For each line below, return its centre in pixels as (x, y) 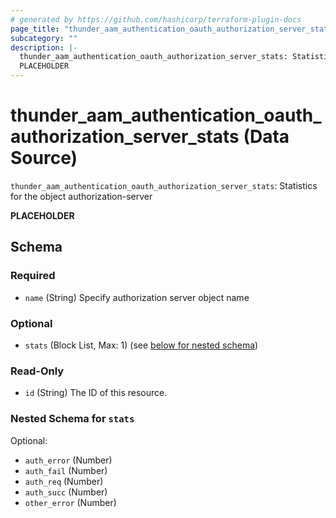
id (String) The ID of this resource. (96, 393)
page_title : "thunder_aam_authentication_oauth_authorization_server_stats (171, 29)
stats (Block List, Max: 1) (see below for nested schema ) (141, 345)
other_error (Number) (70, 502)
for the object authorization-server (81, 196)
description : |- (44, 47)
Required (33, 276)
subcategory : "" (44, 38)
